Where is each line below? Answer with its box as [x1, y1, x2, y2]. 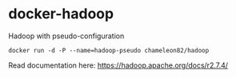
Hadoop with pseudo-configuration [8, 31, 125, 41]
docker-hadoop [8, 5, 114, 23]
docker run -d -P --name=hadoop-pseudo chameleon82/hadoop [8, 46, 210, 54]
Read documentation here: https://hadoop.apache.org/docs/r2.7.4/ [8, 60, 229, 70]
